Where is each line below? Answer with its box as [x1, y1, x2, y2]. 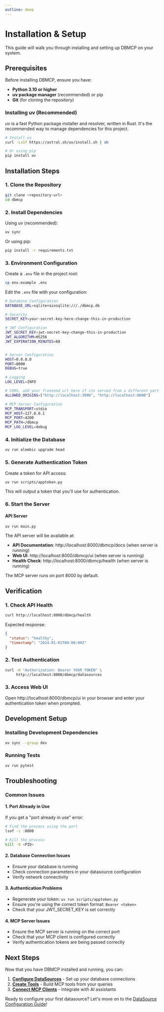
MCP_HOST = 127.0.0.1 [5, 411, 45, 416]
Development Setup [5, 714, 67, 723]
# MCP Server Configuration [5, 401, 63, 407]
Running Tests [5, 752, 40, 759]
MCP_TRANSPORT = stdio [5, 406, 48, 411]
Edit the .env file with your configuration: [5, 289, 87, 295]
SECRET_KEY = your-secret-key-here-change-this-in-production [5, 316, 131, 322]
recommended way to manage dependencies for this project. [5, 126, 129, 132]
